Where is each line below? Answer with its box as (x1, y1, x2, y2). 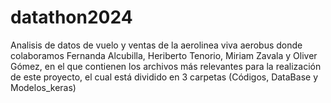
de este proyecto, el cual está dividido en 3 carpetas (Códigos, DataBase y (10, 71, 319, 83)
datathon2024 (10, 6, 133, 29)
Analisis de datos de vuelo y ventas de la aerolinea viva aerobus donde (10, 39, 303, 51)
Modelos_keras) (10, 81, 77, 93)
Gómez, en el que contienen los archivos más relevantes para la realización (10, 60, 322, 72)
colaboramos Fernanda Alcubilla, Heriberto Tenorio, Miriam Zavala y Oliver (10, 49, 318, 61)
